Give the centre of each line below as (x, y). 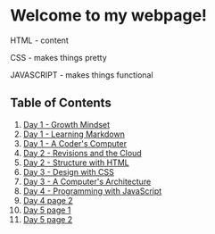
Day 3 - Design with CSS (68, 171)
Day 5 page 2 (48, 219)
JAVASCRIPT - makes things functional (82, 75)
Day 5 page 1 (47, 210)
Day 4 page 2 (48, 200)
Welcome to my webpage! (109, 16)
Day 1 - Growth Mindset (66, 124)
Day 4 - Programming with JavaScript (92, 191)
